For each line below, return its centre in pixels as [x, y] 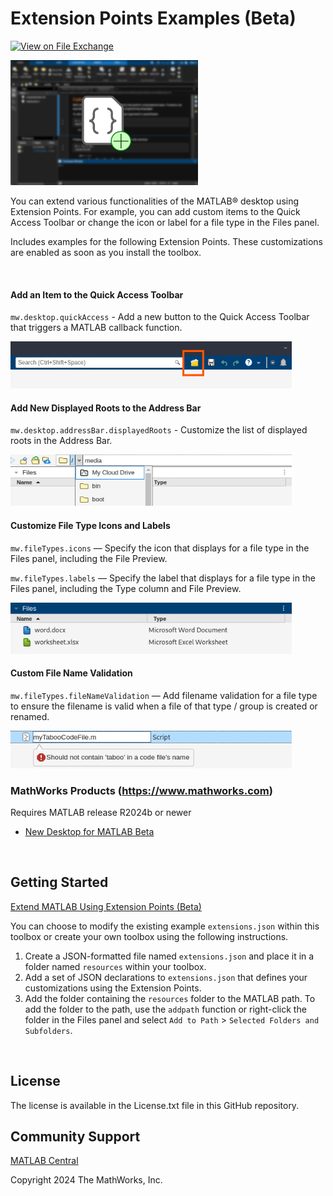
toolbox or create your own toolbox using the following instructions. [149, 936]
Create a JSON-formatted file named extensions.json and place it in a [169, 956]
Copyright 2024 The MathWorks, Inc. [86, 1180]
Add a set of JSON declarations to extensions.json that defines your [166, 977]
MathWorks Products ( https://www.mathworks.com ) [141, 790]
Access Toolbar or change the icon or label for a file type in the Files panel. [165, 222]
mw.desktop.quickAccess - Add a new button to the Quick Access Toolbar [160, 317]
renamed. [30, 716]
